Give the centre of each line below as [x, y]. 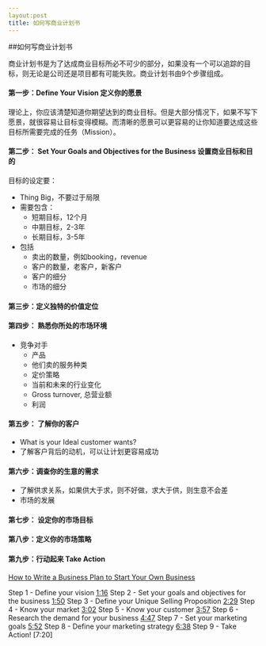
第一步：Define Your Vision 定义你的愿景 [75, 93]
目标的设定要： [32, 180]
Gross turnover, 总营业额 [72, 394]
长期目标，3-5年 [58, 237]
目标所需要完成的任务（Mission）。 [64, 132]
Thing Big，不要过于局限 [60, 197]
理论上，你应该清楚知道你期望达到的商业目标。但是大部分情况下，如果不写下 [133, 112]
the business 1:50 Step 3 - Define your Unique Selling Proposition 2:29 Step [132, 601]
